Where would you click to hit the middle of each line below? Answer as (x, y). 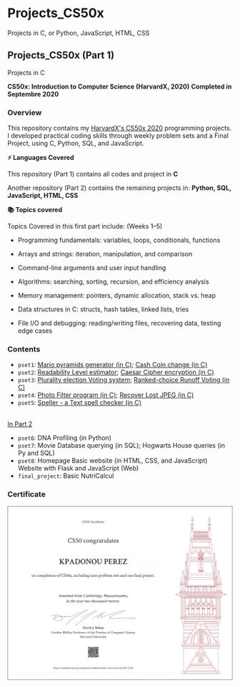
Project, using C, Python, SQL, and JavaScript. (76, 144)
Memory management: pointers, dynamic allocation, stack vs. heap (117, 296)
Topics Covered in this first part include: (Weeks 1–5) (85, 226)
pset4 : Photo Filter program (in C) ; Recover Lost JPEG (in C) (106, 395)
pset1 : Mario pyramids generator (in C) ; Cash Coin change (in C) (112, 365)
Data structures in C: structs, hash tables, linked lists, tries (103, 309)
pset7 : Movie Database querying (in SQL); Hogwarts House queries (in (121, 446)
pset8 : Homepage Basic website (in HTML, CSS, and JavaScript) (112, 461)
